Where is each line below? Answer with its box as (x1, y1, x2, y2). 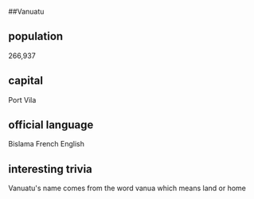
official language (8, 119, 94, 132)
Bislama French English (8, 139, 85, 149)
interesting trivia (8, 162, 93, 176)
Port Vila (8, 95, 37, 104)
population (8, 29, 64, 43)
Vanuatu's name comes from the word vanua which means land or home (8, 183, 247, 193)
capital (8, 74, 44, 88)
